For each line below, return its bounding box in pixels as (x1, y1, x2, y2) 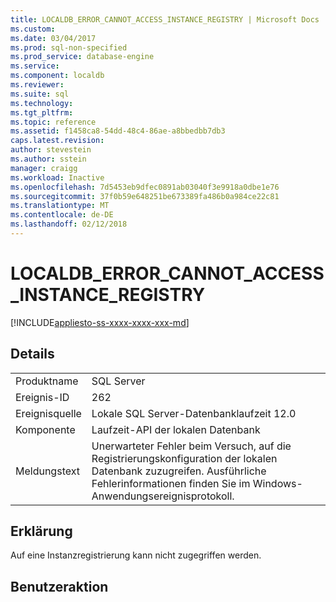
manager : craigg (10, 163, 78, 173)
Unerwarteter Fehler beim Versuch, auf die (91, 439, 292, 453)
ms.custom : (10, 24, 56, 34)
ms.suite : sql (10, 89, 70, 99)
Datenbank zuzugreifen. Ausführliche (91, 464, 267, 478)
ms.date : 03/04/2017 (10, 33, 97, 43)
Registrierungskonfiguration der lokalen (91, 451, 278, 465)
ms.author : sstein (10, 154, 87, 164)
